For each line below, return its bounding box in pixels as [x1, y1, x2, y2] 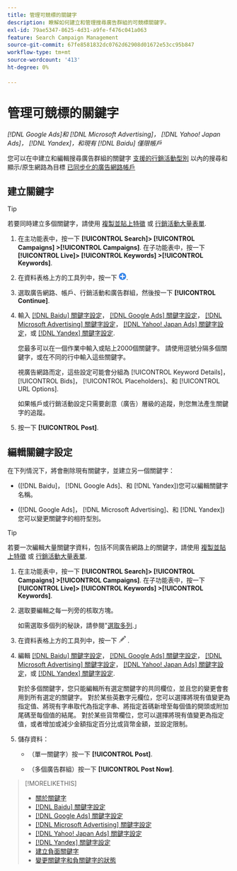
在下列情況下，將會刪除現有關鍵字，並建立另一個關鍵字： [7, 466, 175, 475]
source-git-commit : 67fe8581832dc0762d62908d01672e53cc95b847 [7, 41, 195, 49]
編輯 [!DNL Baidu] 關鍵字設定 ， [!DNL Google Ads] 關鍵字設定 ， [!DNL [17, 652, 222, 660]
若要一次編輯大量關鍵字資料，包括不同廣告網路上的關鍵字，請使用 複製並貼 [7, 543, 226, 552]
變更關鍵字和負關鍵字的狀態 [35, 856, 117, 865]
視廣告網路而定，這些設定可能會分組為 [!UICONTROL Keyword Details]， [17, 368, 229, 376]
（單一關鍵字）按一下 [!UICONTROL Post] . [28, 750, 153, 759]
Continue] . [17, 297, 50, 305]
